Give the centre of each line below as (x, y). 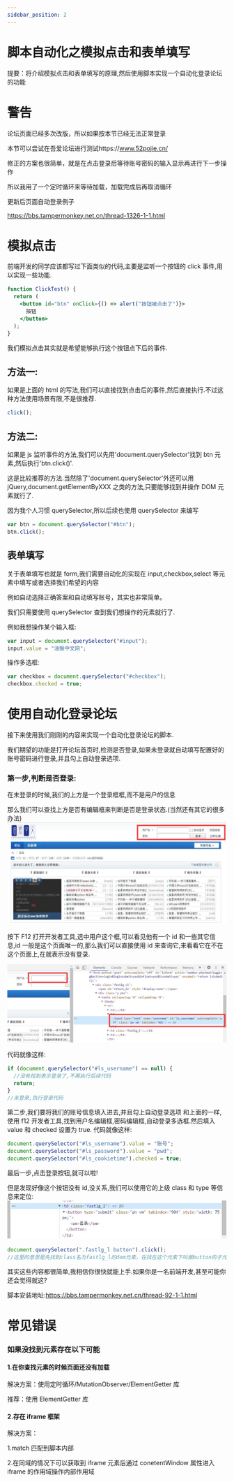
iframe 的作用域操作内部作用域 (51, 1472)
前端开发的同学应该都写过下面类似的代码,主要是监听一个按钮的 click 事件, (112, 266)
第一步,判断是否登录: (42, 778)
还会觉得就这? (27, 1280)
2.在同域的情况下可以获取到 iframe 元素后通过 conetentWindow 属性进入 (111, 1463)
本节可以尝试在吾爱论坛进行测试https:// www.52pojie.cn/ (88, 148)
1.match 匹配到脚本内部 (41, 1448)
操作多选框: (24, 662)
